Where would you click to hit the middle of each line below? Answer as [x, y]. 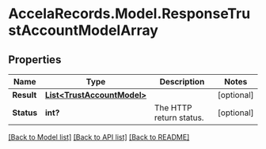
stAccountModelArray [83, 30]
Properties [35, 60]
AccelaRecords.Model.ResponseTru [129, 14]
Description [182, 82]
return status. [179, 117]
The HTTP [173, 108]
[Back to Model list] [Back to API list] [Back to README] [99, 137]
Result [25, 95]
